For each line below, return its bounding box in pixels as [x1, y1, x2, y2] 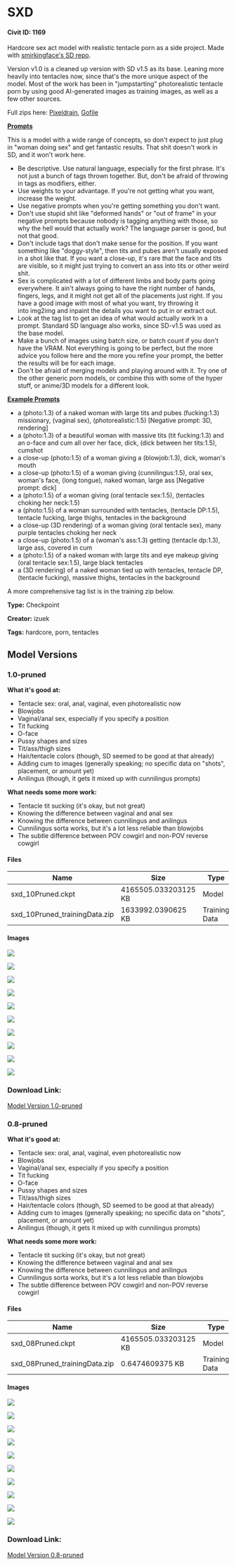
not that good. [17, 232, 59, 240]
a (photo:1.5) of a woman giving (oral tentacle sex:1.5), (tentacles [17, 491, 205, 500]
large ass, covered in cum [17, 543, 93, 552]
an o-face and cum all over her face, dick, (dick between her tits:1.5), [17, 438, 217, 448]
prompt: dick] [17, 483, 57, 492]
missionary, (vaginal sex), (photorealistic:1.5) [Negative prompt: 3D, [17, 417, 212, 425]
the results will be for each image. [17, 359, 116, 367]
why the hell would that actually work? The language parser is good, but [17, 224, 227, 233]
